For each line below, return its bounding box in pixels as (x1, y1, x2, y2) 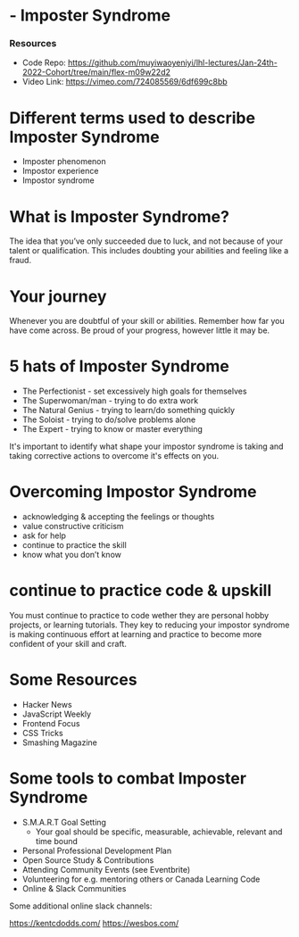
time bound (35, 835, 79, 846)
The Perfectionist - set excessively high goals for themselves (21, 386, 247, 397)
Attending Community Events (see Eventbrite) (21, 864, 191, 875)
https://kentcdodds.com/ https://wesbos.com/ (9, 917, 179, 928)
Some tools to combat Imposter (9, 768, 247, 789)
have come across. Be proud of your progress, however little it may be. (9, 325, 270, 336)
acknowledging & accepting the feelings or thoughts (21, 511, 215, 522)
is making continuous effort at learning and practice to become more (9, 629, 262, 640)
